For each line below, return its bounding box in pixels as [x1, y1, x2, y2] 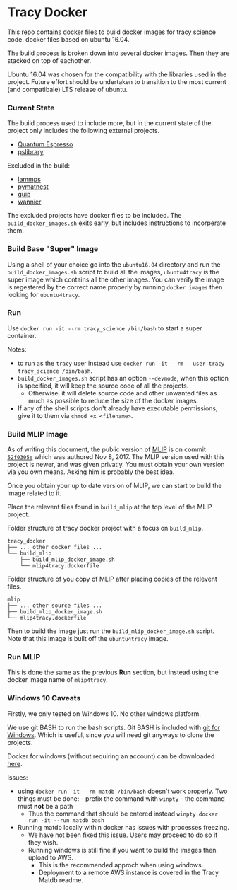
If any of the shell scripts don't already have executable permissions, [17, 404, 218, 412]
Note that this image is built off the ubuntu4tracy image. [7, 635, 169, 643]
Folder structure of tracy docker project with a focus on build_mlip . [7, 524, 203, 533]
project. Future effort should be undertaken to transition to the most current [7, 77, 227, 86]
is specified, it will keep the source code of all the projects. [17, 381, 189, 390]
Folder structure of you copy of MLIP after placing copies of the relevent [7, 574, 217, 584]
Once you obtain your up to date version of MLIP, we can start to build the [7, 482, 222, 490]
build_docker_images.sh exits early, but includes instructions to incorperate [7, 219, 226, 227]
